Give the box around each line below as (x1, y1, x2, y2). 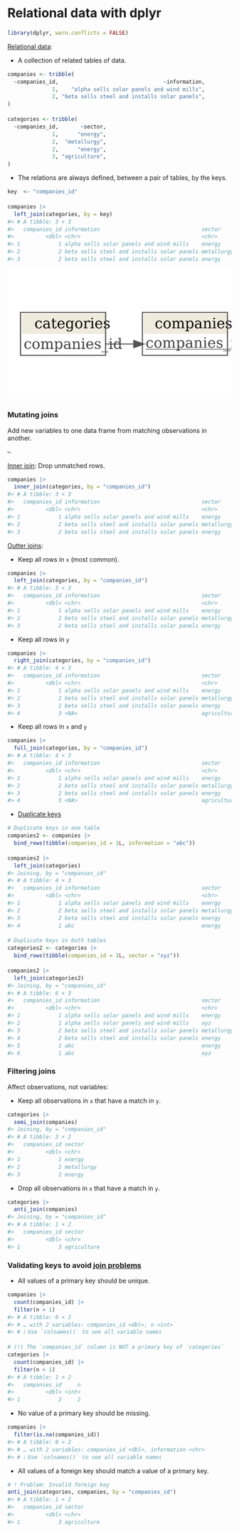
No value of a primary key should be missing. (17, 1409, 151, 1418)
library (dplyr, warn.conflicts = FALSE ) (7, 29, 129, 36)
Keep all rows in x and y (17, 722, 87, 731)
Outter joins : (7, 541, 44, 550)
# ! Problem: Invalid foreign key (7, 1481, 110, 1488)
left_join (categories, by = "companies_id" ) (14, 577, 148, 584)
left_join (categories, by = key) (14, 210, 113, 218)
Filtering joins (7, 1067, 56, 1077)
